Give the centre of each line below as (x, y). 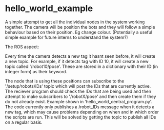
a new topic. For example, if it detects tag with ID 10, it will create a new (77, 61)
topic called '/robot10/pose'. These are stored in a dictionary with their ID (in (82, 66)
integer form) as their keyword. (36, 71)
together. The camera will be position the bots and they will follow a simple (80, 27)
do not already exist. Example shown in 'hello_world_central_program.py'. (79, 101)
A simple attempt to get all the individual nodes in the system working (75, 22)
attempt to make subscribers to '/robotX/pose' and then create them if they (81, 96)
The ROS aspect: (22, 47)
